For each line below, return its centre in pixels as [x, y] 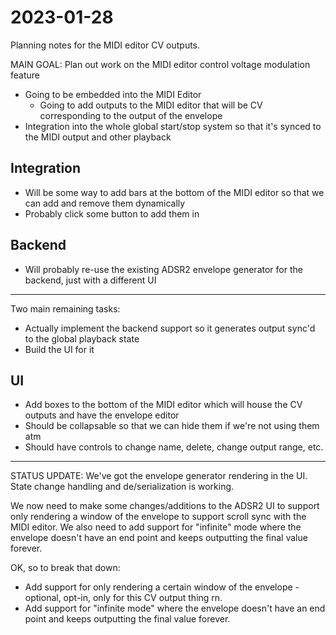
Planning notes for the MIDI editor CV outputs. [105, 45]
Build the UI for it [59, 349]
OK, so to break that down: [65, 568]
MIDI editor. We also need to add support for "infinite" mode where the [156, 527]
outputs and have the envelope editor [102, 415]
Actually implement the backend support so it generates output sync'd [170, 328]
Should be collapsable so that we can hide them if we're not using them [172, 426]
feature [25, 75]
